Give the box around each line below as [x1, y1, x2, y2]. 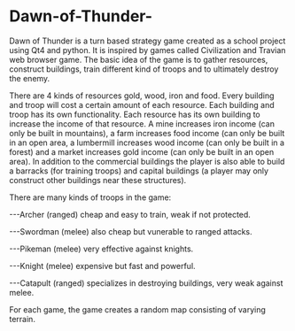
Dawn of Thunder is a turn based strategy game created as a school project [9, 35, 286, 46]
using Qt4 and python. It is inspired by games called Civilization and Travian [9, 44, 286, 55]
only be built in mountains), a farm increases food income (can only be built [9, 127, 285, 138]
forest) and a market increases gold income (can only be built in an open [9, 146, 275, 157]
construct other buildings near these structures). [9, 174, 187, 185]
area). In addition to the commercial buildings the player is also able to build [9, 156, 285, 166]
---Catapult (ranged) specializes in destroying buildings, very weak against [9, 277, 283, 289]
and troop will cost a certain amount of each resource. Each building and [9, 99, 275, 110]
